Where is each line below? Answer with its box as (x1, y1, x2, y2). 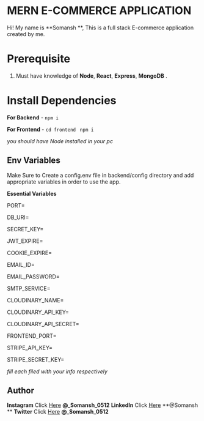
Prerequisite (7, 52, 71, 66)
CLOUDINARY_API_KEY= (7, 308, 69, 316)
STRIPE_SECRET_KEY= (7, 356, 65, 363)
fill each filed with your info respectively (7, 368, 107, 375)
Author (7, 386, 34, 396)
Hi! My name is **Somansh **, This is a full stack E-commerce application (7, 24, 194, 31)
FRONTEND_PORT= (7, 332, 57, 340)
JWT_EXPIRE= (7, 237, 43, 245)
